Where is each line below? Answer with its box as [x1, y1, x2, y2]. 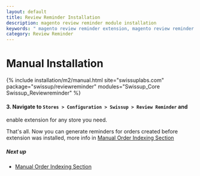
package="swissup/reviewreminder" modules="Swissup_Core [6, 83, 160, 90]
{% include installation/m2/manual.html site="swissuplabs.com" [6, 77, 165, 84]
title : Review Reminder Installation [6, 14, 101, 20]
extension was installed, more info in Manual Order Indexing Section [6, 134, 174, 141]
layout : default [6, 8, 47, 15]
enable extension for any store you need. [6, 116, 108, 123]
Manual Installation [6, 57, 104, 71]
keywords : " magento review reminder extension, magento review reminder [6, 25, 195, 32]
